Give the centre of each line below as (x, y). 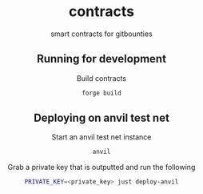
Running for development (101, 59)
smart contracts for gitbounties (101, 34)
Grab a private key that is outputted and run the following (101, 168)
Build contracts (101, 78)
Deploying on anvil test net (101, 118)
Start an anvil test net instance (101, 137)
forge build (101, 93)
